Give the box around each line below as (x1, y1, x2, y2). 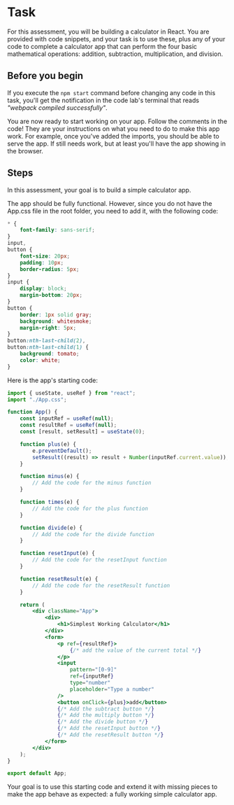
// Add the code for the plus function (32, 505, 149, 512)
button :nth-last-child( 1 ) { (7, 344, 89, 351)
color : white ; (20, 356, 61, 364)
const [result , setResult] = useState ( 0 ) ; (20, 428, 145, 435)
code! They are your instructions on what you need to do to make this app (7, 124, 220, 133)
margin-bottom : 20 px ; (20, 292, 82, 299)
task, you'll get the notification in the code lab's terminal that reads (7, 96, 200, 104)
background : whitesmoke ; (20, 318, 92, 325)
